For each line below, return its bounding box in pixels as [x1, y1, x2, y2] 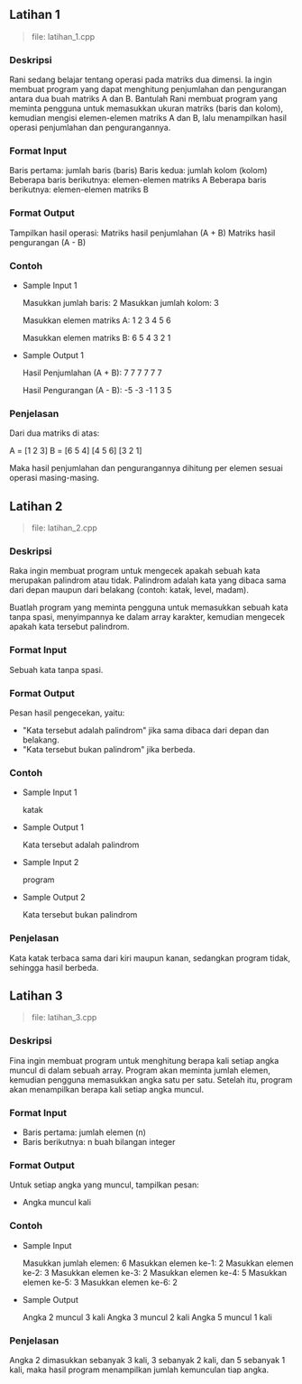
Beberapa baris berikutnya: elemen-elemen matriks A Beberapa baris [9, 175, 267, 186]
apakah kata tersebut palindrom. [9, 622, 130, 632]
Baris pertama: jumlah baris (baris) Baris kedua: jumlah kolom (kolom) [9, 165, 268, 176]
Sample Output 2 [22, 892, 86, 903]
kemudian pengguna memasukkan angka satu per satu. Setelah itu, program [9, 1074, 293, 1085]
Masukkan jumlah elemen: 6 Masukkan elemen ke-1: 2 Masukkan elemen [22, 1258, 294, 1269]
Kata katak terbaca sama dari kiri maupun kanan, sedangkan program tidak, [9, 952, 291, 964]
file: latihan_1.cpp [31, 31, 96, 42]
